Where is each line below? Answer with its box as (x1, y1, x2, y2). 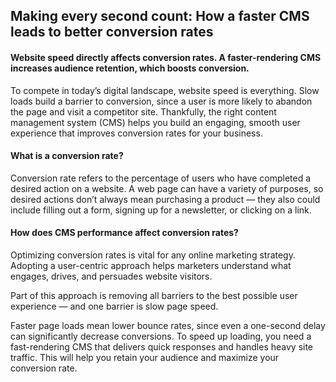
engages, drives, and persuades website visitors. (10, 270, 213, 282)
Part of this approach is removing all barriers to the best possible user (10, 290, 298, 301)
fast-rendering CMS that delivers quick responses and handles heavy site (10, 341, 314, 353)
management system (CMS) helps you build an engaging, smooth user (10, 116, 301, 128)
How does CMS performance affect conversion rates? (10, 227, 239, 239)
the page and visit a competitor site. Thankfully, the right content (10, 105, 277, 118)
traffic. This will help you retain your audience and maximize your (10, 352, 280, 363)
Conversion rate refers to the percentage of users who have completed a (10, 172, 312, 184)
